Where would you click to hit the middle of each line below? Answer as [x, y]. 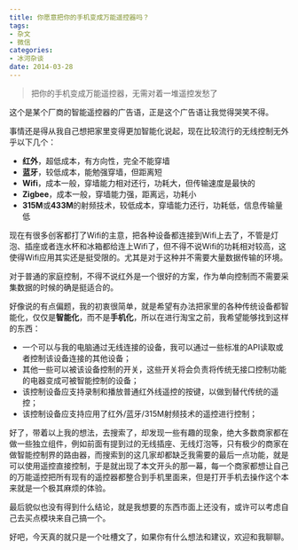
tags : [19, 26]
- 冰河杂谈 [27, 59]
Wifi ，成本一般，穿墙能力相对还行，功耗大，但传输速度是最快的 [138, 183]
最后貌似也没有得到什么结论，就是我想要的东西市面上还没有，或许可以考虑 [145, 507]
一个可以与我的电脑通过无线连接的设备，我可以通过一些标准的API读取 [149, 347]
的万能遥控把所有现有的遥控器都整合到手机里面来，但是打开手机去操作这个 [145, 476]
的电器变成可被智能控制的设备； [80, 380]
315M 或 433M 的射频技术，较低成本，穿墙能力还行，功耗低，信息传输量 [153, 205]
